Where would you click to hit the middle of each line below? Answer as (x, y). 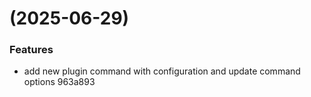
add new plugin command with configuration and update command (162, 71)
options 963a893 (59, 82)
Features (31, 50)
